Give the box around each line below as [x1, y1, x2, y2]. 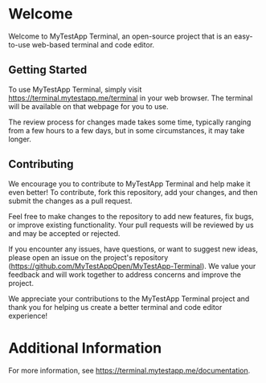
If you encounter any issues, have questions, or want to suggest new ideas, [8, 244, 259, 254]
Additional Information [8, 339, 162, 357]
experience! [8, 311, 48, 320]
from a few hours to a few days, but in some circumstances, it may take [8, 125, 245, 135]
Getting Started [8, 63, 88, 77]
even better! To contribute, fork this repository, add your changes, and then [8, 187, 258, 197]
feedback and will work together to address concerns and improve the [8, 270, 241, 279]
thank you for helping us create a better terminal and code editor [8, 302, 223, 312]
